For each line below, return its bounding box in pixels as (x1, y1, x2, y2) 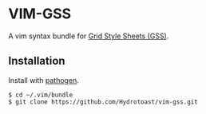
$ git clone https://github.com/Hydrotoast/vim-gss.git (8, 97, 198, 106)
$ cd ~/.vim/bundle (8, 91, 73, 99)
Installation (8, 54, 65, 68)
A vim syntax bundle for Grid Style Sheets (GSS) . (8, 31, 169, 41)
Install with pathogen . (8, 75, 80, 85)
